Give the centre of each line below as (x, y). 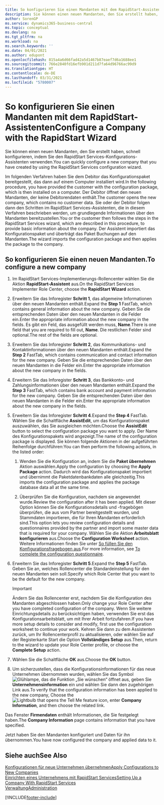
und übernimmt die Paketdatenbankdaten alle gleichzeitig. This (82, 477)
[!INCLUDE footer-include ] (31, 798)
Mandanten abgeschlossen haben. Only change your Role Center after (82, 603)
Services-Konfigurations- (112, 157)
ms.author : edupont (25, 55)
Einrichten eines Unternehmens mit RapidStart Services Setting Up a (73, 778)
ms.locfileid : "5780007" (30, 82)
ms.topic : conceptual (27, 28)
